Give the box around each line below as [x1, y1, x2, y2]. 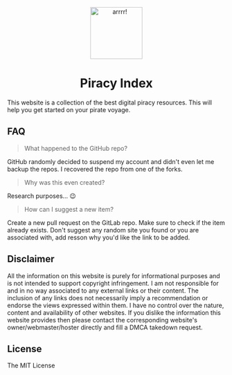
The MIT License [7, 361, 55, 369]
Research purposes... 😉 [7, 192, 76, 200]
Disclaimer [7, 253, 55, 265]
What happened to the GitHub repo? [24, 144, 128, 152]
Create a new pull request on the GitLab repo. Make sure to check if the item [7, 218, 225, 227]
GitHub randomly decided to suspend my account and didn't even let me [7, 157, 215, 165]
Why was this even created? [24, 178, 105, 186]
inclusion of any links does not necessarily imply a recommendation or [7, 293, 208, 302]
